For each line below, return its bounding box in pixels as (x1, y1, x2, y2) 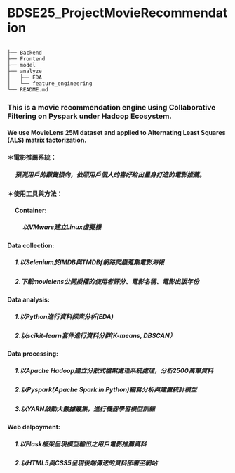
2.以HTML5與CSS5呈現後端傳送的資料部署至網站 (15, 458, 158, 467)
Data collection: (7, 241, 55, 250)
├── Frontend (7, 55, 46, 63)
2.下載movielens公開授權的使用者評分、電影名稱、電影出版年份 (15, 277, 199, 285)
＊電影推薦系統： (7, 153, 57, 162)
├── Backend (7, 49, 42, 56)
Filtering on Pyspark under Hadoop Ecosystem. (7, 111, 172, 121)
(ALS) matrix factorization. (7, 136, 87, 145)
